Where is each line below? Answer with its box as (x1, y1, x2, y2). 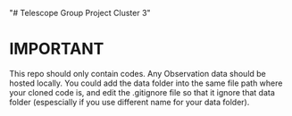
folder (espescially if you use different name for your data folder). (9, 96, 250, 107)
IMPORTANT (9, 39, 104, 59)
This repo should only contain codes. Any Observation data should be (9, 68, 266, 79)
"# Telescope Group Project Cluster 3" (9, 8, 151, 18)
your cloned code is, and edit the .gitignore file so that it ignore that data (9, 87, 275, 97)
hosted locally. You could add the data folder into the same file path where (9, 78, 283, 88)
